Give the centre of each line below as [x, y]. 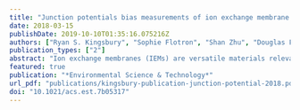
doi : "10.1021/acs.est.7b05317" [69, 91]
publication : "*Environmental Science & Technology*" [112, 75]
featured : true [37, 67]
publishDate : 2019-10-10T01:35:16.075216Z [89, 34]
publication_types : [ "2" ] [57, 51]
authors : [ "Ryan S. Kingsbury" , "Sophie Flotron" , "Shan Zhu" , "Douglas [147, 42]
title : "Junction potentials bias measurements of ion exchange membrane [150, 17]
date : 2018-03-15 [42, 26]
